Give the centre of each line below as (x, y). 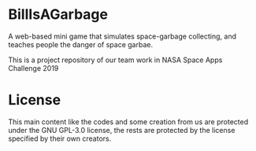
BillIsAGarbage (58, 15)
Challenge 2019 (33, 68)
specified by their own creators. (60, 138)
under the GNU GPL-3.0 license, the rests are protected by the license (122, 130)
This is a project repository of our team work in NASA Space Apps (115, 60)
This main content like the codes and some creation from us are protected (128, 122)
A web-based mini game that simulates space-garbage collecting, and (122, 36)
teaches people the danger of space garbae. (81, 44)
